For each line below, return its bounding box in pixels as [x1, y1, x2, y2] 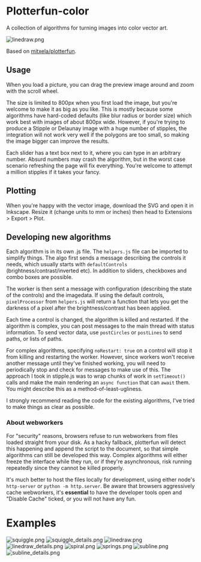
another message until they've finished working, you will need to [6, 360, 166, 367]
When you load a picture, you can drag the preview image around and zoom [6, 81, 194, 88]
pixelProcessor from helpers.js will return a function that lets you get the [6, 298, 189, 305]
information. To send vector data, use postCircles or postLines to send [6, 329, 182, 336]
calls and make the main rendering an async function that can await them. [6, 379, 190, 386]
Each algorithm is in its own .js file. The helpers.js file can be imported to [6, 248, 188, 255]
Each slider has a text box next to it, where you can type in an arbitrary [6, 149, 181, 156]
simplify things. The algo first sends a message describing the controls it [6, 254, 186, 261]
